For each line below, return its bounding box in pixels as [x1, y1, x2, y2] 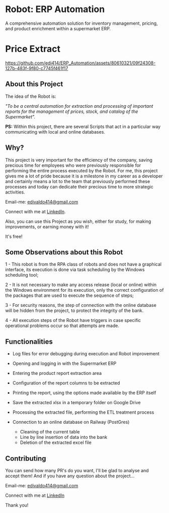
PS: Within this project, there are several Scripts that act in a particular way [5, 123, 161, 130]
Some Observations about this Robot [5, 248, 123, 256]
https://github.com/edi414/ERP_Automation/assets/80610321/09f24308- [5, 59, 156, 66]
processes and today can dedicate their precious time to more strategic [5, 183, 153, 189]
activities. [5, 189, 25, 195]
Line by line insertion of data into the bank [20, 434, 108, 440]
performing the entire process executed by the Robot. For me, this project [5, 167, 158, 173]
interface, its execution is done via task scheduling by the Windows [5, 267, 145, 273]
